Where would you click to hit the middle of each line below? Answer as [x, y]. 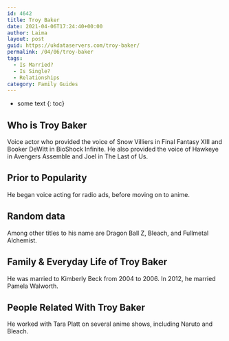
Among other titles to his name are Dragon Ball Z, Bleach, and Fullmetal [108, 233]
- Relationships [36, 77]
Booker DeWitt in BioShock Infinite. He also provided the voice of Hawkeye [113, 149]
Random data [36, 217]
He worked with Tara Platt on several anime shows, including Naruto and [110, 324]
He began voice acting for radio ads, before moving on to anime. [99, 194]
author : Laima [28, 33]
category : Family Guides [43, 84]
